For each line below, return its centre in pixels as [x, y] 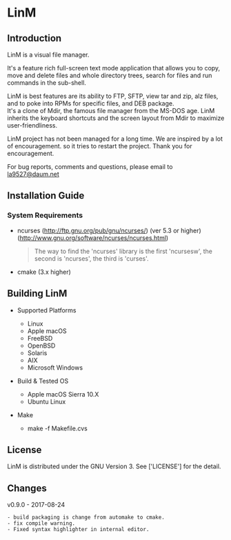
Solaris [37, 352]
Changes [27, 488]
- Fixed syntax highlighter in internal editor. [78, 530]
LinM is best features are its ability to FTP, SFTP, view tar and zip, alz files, [113, 96]
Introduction [34, 38]
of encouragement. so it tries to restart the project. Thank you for [100, 146]
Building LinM [37, 293]
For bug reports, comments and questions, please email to [90, 167]
